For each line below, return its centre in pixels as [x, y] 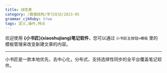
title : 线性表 [19, 10]
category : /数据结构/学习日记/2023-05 [42, 14]
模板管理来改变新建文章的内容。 [38, 44]
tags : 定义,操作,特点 [25, 23]
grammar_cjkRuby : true [29, 19]
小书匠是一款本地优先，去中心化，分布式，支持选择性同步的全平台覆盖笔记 [81, 59]
